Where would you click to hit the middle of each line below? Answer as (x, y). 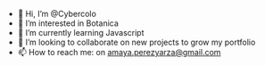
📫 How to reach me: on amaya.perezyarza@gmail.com (119, 52)
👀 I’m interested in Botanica (68, 23)
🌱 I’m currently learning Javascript (81, 33)
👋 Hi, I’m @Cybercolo (57, 14)
